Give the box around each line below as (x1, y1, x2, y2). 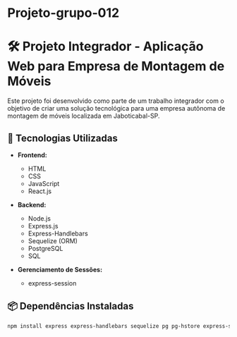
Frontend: (17, 150, 47, 159)
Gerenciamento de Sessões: (17, 265, 103, 274)
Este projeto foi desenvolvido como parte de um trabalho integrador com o (7, 97, 224, 105)
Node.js (28, 214, 51, 223)
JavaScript (28, 179, 60, 188)
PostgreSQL (28, 244, 63, 252)
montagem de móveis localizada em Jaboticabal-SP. (7, 111, 160, 121)
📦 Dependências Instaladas (7, 300, 134, 312)
